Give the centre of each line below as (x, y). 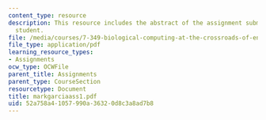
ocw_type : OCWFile (38, 67)
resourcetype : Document (47, 89)
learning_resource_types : (51, 52)
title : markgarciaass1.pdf (53, 96)
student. (30, 30)
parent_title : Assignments (53, 74)
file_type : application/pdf (55, 45)
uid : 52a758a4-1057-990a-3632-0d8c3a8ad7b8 (81, 103)
